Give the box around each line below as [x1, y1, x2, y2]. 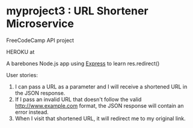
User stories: [6, 71, 38, 78]
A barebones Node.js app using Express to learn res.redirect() [6, 60, 160, 67]
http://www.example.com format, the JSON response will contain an [14, 102, 184, 109]
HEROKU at [6, 48, 35, 55]
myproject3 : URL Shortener [6, 4, 149, 18]
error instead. [14, 108, 49, 115]
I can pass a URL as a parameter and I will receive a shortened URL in [14, 83, 188, 90]
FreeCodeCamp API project [6, 36, 74, 44]
